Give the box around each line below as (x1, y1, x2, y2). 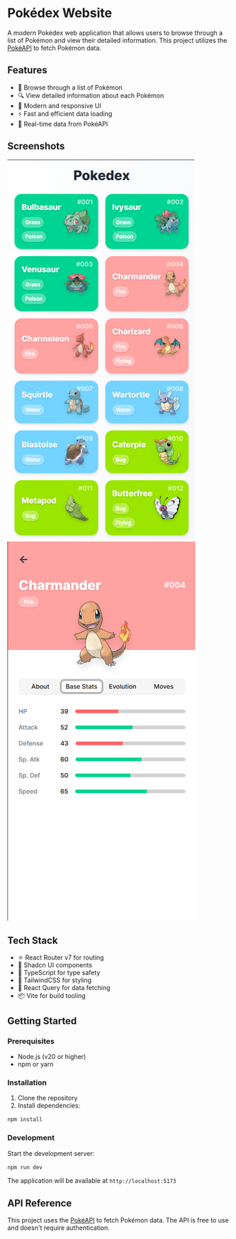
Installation (7, 1078, 47, 1088)
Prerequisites (7, 1036, 55, 1046)
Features (7, 64, 47, 76)
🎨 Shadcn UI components (17, 961, 93, 969)
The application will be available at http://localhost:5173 (7, 1176, 176, 1185)
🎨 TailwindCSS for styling (17, 976, 92, 984)
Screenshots (7, 140, 65, 152)
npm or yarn (17, 1060, 54, 1068)
